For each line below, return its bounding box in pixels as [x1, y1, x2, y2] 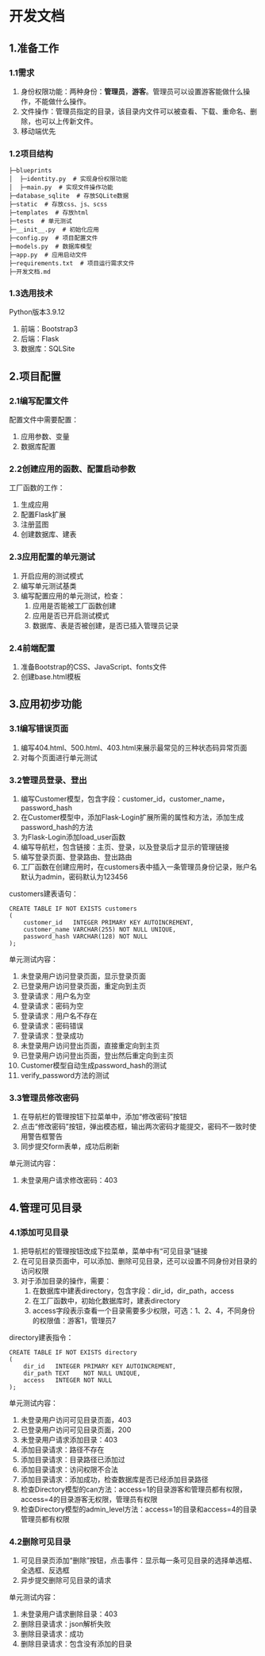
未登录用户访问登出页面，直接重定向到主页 [20, 1041, 160, 1051]
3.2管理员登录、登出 [9, 774, 87, 786]
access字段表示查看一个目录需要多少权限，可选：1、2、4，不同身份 [32, 1306, 255, 1315]
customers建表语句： [9, 889, 79, 898]
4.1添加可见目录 [9, 1226, 69, 1237]
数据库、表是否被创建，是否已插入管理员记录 [32, 620, 179, 630]
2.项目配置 [9, 369, 62, 383]
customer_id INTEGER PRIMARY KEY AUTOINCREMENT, [23, 919, 194, 927]
